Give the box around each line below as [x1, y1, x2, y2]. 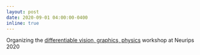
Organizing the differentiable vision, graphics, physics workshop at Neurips [6, 37, 195, 44]
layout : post [6, 8, 39, 15]
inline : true [6, 20, 39, 26]
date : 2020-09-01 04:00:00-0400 [6, 15, 88, 21]
